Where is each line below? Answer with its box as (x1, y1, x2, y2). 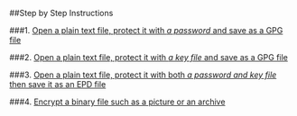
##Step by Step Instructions (9, 8, 114, 18)
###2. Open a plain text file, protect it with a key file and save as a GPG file (9, 52, 289, 62)
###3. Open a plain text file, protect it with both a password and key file (9, 69, 277, 80)
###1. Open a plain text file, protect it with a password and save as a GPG (9, 25, 283, 35)
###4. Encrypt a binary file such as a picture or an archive (9, 96, 226, 107)
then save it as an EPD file (9, 79, 107, 89)
